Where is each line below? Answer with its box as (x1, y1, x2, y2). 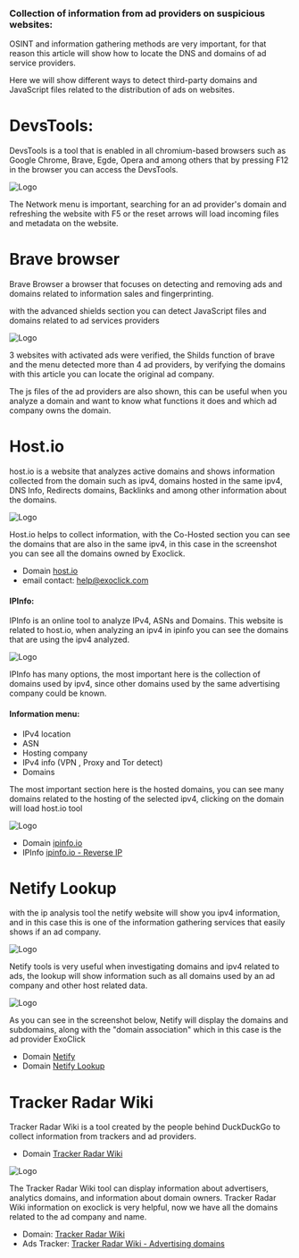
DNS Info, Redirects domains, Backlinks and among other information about (9, 485, 287, 496)
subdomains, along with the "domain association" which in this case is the (9, 1025, 282, 1035)
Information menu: (9, 708, 80, 719)
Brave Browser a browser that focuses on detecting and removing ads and (9, 279, 283, 290)
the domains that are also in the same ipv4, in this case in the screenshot (9, 539, 278, 550)
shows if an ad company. (9, 926, 102, 937)
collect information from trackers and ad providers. (9, 1131, 196, 1142)
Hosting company (21, 747, 87, 758)
